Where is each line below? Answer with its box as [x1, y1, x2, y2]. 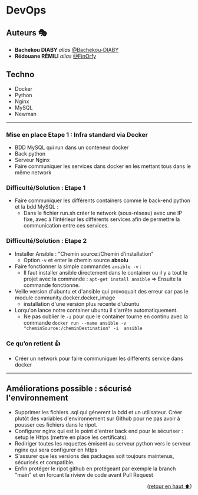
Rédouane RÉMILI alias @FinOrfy [14, 52, 97, 60]
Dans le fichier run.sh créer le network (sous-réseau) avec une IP [23, 210, 183, 217]
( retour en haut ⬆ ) [147, 483, 192, 490]
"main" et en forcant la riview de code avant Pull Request [14, 471, 153, 478]
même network [14, 169, 52, 176]
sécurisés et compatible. [14, 458, 75, 466]
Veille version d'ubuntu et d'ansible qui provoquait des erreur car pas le [14, 288, 189, 295]
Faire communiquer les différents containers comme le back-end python [14, 197, 190, 204]
